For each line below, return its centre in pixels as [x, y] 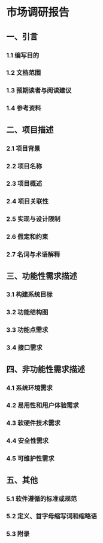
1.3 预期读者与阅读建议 [39, 91]
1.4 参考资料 [24, 108]
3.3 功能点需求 [27, 330]
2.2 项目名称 [24, 166]
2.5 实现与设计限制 [34, 219]
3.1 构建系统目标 [29, 294]
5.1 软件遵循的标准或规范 [42, 498]
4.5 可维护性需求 [31, 459]
